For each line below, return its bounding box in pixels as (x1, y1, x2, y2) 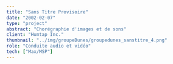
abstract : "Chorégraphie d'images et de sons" (6, 26, 127, 32)
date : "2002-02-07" (6, 15, 56, 21)
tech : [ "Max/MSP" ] (6, 49, 53, 55)
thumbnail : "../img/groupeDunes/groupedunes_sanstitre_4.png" (6, 37, 168, 43)
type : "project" (6, 20, 48, 26)
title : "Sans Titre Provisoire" (6, 9, 88, 15)
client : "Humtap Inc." (6, 32, 64, 38)
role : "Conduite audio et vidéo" (6, 43, 91, 49)
